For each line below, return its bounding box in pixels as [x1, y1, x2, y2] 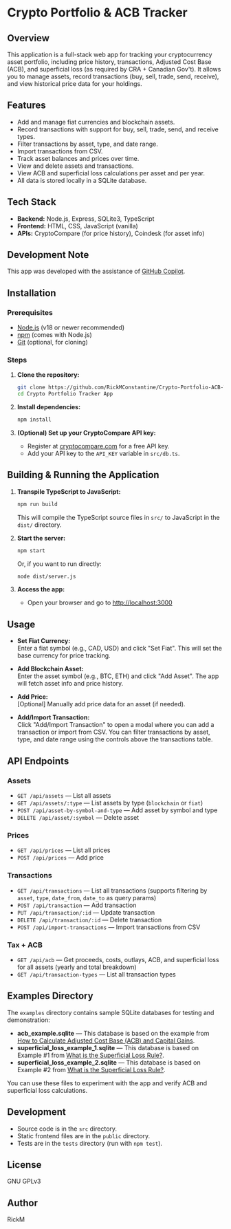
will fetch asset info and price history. [16, 679, 124, 688]
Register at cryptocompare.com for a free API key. [27, 442, 170, 450]
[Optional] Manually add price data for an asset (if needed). [16, 700, 186, 708]
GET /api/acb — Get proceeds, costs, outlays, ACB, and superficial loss [16, 955, 219, 964]
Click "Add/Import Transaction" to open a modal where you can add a [16, 721, 214, 729]
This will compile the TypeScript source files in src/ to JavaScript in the [16, 513, 220, 521]
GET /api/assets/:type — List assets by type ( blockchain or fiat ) [16, 798, 203, 807]
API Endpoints [7, 755, 69, 767]
